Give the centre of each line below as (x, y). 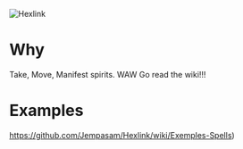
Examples (46, 111)
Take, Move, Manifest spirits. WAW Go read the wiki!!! (108, 74)
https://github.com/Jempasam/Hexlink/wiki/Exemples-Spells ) (122, 135)
